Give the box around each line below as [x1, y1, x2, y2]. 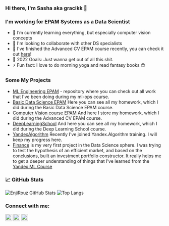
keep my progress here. [12, 137, 63, 143]
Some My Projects [5, 77, 51, 84]
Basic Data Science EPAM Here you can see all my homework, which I [12, 99, 158, 105]
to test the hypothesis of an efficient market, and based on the [12, 147, 142, 153]
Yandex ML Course [12, 163, 52, 169]
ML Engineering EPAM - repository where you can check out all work [12, 88, 156, 94]
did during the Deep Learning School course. [12, 126, 106, 132]
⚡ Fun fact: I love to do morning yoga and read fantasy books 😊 [12, 62, 146, 68]
